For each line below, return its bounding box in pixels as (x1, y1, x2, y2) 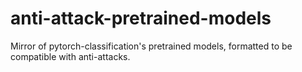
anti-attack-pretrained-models (10, 7, 272, 30)
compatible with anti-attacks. (10, 50, 131, 62)
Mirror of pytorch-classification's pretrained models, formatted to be (10, 40, 293, 52)
